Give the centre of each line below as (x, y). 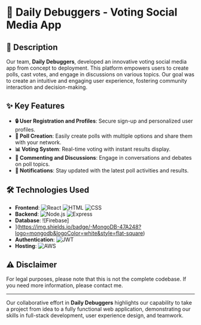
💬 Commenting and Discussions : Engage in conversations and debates (103, 157)
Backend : (27, 214)
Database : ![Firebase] (42, 220)
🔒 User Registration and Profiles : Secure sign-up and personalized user (104, 121)
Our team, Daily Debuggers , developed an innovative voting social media (97, 62)
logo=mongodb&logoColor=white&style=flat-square (79, 233)
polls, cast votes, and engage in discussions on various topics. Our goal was (100, 74)
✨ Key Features (35, 106)
